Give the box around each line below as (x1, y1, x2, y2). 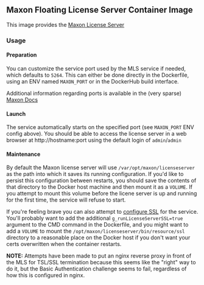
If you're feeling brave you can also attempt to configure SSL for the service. (6, 208, 199, 216)
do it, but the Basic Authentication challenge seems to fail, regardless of (6, 265, 187, 273)
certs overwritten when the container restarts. (6, 241, 122, 248)
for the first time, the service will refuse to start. (6, 196, 126, 203)
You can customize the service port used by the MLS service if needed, (6, 65, 186, 72)
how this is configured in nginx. (6, 272, 85, 279)
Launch (6, 110, 26, 118)
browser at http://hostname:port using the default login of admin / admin (6, 136, 181, 144)
